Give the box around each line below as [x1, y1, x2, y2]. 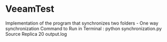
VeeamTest [5, 3, 54, 15]
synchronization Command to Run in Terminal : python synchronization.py [5, 25, 162, 31]
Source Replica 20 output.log [5, 31, 67, 37]
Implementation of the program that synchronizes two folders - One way [5, 20, 159, 26]
